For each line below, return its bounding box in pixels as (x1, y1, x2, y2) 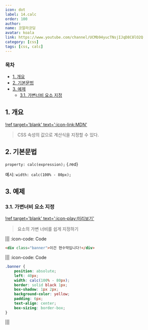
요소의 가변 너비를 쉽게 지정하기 (17, 226, 78, 232)
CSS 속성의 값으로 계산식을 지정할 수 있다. (17, 132, 99, 138)
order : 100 (5, 16, 28, 21)
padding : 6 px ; (14, 296, 43, 301)
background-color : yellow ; (14, 292, 70, 297)
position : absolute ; (14, 269, 57, 274)
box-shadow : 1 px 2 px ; (14, 287, 59, 292)
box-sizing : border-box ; (14, 305, 66, 310)
